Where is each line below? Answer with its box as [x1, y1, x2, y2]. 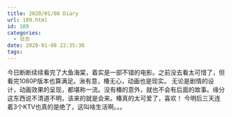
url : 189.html [7, 17, 48, 23]
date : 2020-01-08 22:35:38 [7, 42, 85, 49]
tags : [7, 49, 23, 56]
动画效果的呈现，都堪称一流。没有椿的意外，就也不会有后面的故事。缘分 [19, 85, 225, 94]
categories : [7, 29, 41, 36]
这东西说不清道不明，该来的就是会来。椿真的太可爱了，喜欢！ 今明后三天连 [7, 94, 221, 102]
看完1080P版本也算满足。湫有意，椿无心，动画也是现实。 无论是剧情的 [7, 76, 209, 85]
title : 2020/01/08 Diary [7, 10, 79, 17]
